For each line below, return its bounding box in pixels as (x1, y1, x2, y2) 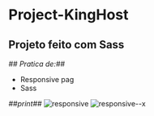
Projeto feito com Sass (8, 38, 125, 52)
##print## (8, 99, 42, 108)
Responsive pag (19, 75, 75, 84)
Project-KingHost (8, 6, 129, 24)
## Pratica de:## (8, 59, 66, 68)
